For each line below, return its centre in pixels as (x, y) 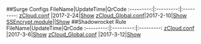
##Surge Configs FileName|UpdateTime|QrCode (66, 9)
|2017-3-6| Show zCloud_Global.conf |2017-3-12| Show (74, 34)
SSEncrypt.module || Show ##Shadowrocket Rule (66, 22)
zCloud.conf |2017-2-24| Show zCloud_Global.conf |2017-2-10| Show (103, 15)
